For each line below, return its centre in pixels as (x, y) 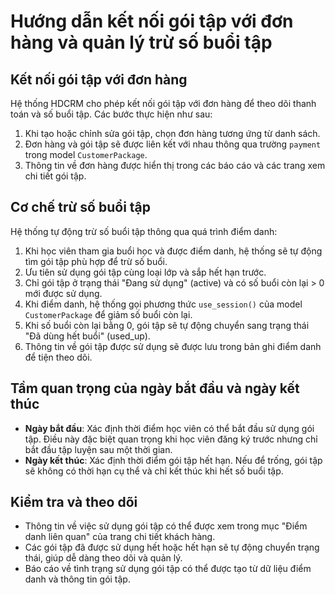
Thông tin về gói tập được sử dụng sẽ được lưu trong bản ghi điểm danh (173, 346)
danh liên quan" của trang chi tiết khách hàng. (120, 537)
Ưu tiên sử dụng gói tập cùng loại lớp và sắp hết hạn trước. (145, 272)
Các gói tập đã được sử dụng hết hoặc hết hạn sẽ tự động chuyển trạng (172, 547)
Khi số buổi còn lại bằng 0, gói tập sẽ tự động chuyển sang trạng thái (167, 325)
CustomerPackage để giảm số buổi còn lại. (108, 314)
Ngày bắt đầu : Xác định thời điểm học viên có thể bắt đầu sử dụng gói (169, 428)
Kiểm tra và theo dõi (74, 502)
